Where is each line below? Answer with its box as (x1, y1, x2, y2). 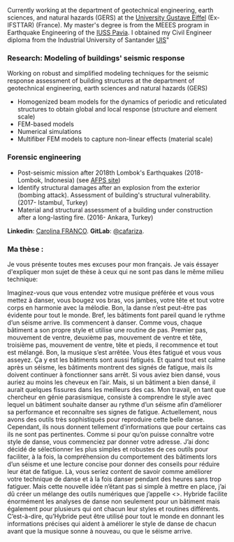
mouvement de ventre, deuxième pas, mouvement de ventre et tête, (7, 333, 203, 341)
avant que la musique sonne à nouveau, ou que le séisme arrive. (7, 527, 193, 535)
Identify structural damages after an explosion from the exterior (17, 183, 200, 191)
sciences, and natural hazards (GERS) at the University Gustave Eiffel (7, 13, 207, 22)
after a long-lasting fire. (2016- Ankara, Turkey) (17, 213, 154, 222)
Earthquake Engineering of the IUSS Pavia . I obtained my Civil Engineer (7, 28, 212, 36)
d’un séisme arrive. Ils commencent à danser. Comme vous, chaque (7, 318, 203, 327)
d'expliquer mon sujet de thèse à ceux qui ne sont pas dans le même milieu (7, 267, 224, 276)
